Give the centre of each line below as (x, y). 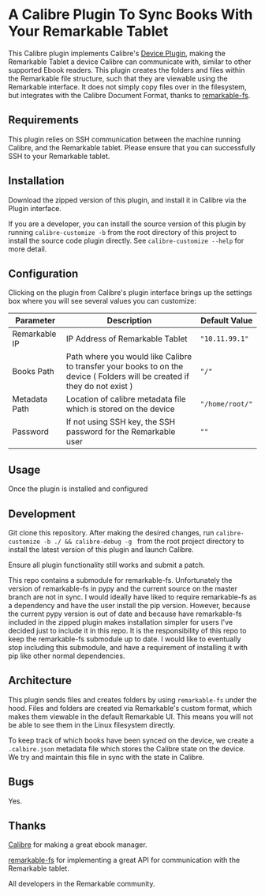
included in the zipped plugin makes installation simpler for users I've (121, 622)
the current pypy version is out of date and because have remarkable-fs (125, 614)
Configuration (43, 273)
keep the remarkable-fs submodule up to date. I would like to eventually (125, 639)
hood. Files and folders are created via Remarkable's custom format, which (130, 708)
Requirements (43, 120)
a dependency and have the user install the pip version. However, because (129, 605)
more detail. (28, 249)
